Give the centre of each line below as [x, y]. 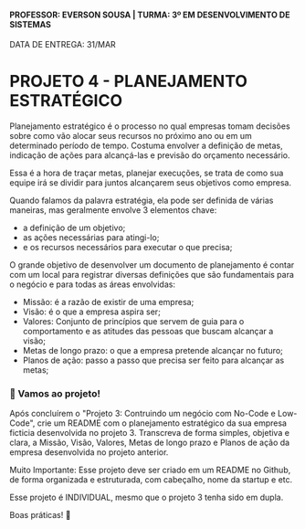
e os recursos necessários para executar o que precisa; [127, 248]
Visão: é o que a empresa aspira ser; [92, 312]
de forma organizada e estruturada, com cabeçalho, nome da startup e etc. [151, 480]
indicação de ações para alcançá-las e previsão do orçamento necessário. [150, 155]
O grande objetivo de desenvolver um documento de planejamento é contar [152, 265]
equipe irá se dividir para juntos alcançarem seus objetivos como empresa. [151, 183]
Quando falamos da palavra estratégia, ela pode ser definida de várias [142, 201]
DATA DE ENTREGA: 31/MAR [63, 45]
